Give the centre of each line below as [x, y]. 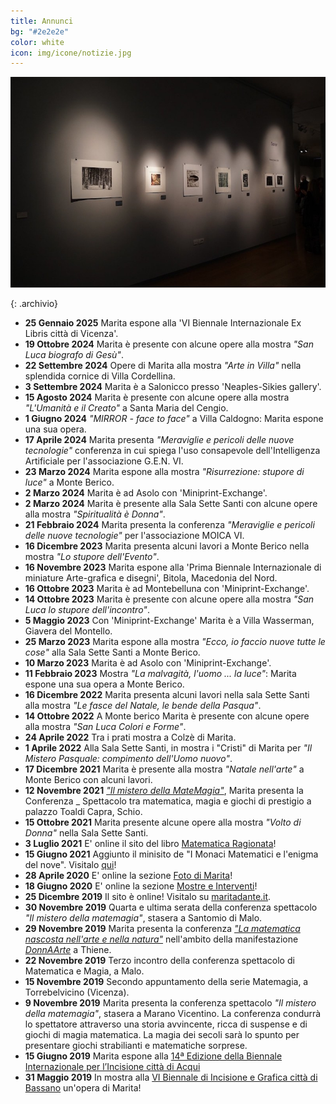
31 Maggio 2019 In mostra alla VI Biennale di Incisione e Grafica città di [171, 1077]
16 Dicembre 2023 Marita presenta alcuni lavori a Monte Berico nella [167, 546]
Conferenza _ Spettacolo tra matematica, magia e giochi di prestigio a [168, 801]
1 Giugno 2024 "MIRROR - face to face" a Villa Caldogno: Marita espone [174, 418]
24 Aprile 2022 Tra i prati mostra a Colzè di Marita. [130, 737]
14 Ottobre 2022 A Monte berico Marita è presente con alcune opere [167, 716]
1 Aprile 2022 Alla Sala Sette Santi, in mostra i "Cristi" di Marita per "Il [168, 747]
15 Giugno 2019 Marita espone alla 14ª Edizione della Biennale [153, 1056]
